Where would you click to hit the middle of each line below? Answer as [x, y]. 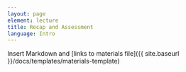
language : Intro [31, 34]
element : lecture [33, 20]
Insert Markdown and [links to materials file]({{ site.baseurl [93, 54]
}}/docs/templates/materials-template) [64, 61]
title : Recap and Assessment [50, 27]
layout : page [27, 14]
